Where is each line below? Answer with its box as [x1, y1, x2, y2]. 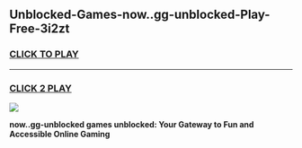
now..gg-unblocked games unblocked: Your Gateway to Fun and [9, 118, 254, 129]
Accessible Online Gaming [9, 128, 111, 139]
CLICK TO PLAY [9, 48, 79, 61]
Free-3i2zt [9, 22, 70, 37]
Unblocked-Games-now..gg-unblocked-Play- [9, 7, 271, 22]
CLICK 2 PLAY [9, 82, 72, 94]
